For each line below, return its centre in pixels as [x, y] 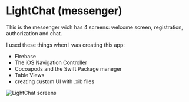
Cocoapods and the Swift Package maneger [68, 68]
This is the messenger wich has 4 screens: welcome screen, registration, [95, 27]
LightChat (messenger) [64, 11]
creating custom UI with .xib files [54, 81]
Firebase [25, 56]
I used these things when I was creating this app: [66, 45]
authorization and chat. [34, 33]
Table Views [29, 75]
